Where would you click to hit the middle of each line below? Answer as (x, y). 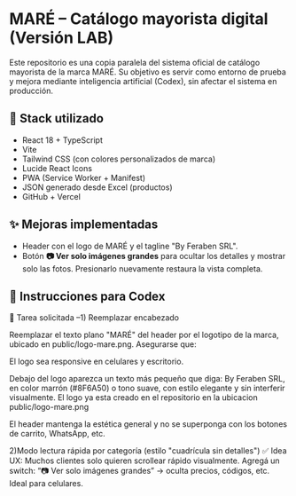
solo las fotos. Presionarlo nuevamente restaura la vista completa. (142, 268)
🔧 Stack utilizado (57, 118)
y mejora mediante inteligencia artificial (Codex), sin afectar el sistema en (143, 81)
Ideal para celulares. (47, 484)
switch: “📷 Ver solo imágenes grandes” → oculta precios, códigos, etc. (140, 471)
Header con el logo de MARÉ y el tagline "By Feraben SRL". (130, 246)
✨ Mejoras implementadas (84, 225)
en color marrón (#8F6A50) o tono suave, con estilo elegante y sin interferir (147, 388)
